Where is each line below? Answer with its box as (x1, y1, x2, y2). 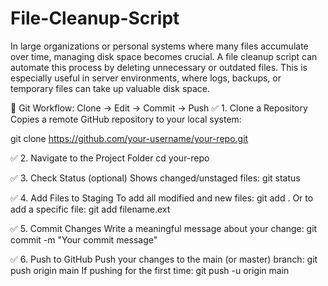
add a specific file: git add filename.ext (10, 203, 171, 215)
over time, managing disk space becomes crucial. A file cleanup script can (10, 50, 318, 62)
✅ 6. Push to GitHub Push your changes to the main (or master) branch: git (10, 253, 318, 265)
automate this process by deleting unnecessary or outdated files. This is (10, 61, 308, 73)
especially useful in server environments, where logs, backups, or (10, 72, 282, 84)
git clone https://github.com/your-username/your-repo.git (10, 132, 249, 144)
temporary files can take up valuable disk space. (10, 82, 211, 94)
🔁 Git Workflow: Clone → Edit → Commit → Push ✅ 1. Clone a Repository (10, 102, 308, 114)
